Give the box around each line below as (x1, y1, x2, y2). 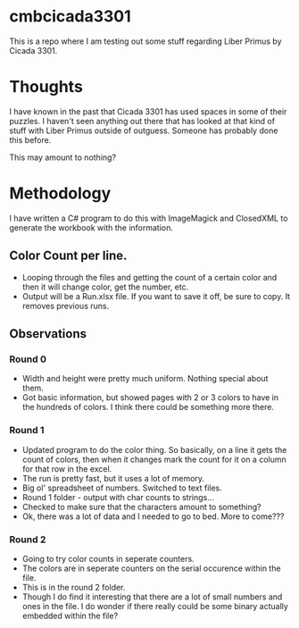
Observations (9, 326, 87, 341)
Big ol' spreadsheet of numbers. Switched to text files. (21, 482, 222, 493)
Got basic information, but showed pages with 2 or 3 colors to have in (21, 392, 279, 403)
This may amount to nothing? (9, 152, 117, 163)
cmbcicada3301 (9, 6, 131, 27)
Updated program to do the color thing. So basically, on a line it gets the (21, 444, 287, 455)
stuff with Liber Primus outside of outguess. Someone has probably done (9, 125, 278, 136)
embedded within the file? (21, 610, 119, 621)
